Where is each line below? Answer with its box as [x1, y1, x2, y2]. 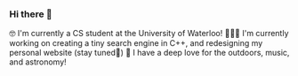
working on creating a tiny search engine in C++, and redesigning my [9, 38, 263, 49]
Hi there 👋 [9, 8, 53, 20]
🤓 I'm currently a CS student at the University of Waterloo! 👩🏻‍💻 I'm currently [9, 28, 289, 39]
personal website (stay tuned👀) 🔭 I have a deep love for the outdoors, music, [9, 48, 290, 58]
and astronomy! [9, 57, 67, 67]
